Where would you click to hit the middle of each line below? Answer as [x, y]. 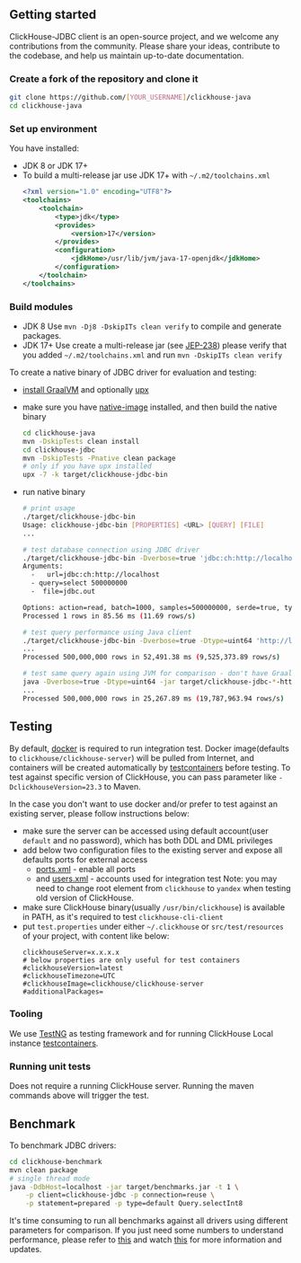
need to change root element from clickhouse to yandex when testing [163, 888]
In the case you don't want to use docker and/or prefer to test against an [144, 804]
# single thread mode [50, 1179]
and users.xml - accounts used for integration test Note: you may [156, 879]
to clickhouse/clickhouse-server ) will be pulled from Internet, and [132, 757]
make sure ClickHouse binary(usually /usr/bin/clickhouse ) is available [154, 907]
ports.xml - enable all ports [86, 869]
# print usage [49, 508]
